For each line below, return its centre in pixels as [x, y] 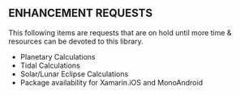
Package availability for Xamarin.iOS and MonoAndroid [111, 82]
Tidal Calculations [50, 65]
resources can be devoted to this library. [76, 41]
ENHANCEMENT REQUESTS [80, 13]
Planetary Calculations [58, 56]
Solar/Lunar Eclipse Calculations [74, 74]
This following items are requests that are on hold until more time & [120, 32]
